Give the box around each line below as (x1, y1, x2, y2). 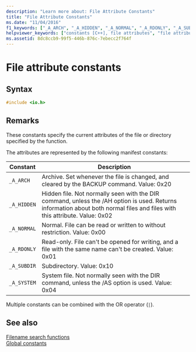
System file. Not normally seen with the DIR (41, 271, 160, 279)
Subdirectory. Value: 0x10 (41, 261, 114, 270)
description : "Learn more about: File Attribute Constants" (6, 8, 156, 15)
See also (6, 318, 38, 328)
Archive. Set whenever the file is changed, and (41, 172, 169, 181)
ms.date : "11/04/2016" (6, 19, 61, 25)
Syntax (6, 84, 33, 94)
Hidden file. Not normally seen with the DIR (41, 189, 159, 198)
